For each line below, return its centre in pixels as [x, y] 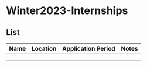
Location [44, 49]
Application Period [89, 49]
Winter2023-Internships [67, 11]
